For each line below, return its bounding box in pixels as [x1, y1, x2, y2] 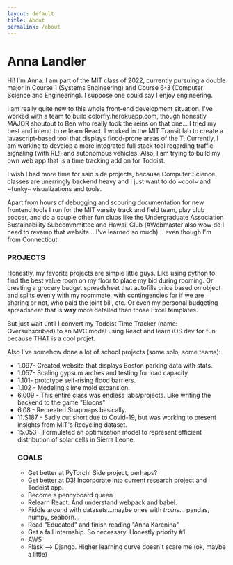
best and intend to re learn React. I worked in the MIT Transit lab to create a [7, 127, 224, 135]
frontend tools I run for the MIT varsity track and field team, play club [7, 206, 205, 214]
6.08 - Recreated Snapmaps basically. [17, 405, 127, 414]
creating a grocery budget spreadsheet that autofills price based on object [7, 283, 221, 292]
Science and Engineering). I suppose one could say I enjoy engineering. [7, 91, 214, 100]
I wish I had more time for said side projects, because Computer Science [7, 170, 216, 179]
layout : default [7, 10, 54, 17]
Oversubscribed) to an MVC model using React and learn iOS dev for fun [7, 326, 216, 335]
